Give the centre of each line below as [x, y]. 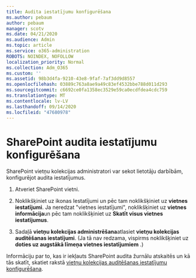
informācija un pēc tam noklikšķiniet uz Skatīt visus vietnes [89, 214]
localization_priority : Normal [45, 62]
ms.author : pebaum [29, 17]
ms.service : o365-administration [48, 51]
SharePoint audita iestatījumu [82, 142]
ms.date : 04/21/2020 [32, 34]
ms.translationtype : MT [36, 95]
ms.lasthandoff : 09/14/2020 [41, 107]
